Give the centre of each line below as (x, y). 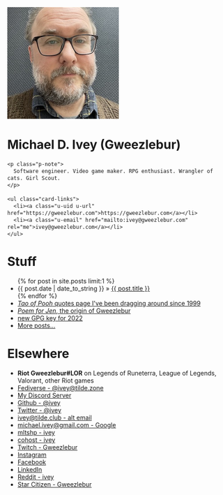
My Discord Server (44, 395)
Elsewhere (38, 354)
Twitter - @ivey (39, 410)
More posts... (36, 325)
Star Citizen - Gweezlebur (54, 484)
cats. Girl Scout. (34, 178)
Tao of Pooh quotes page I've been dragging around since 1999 (109, 303)
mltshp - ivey (36, 432)
